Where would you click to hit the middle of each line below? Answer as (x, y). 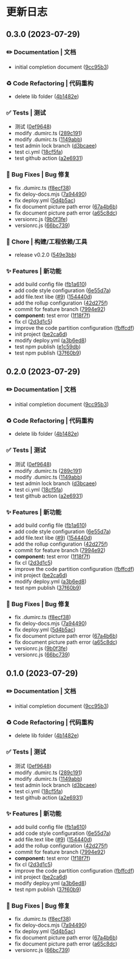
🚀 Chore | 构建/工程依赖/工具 (47, 242)
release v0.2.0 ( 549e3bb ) (46, 255)
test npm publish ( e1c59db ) (48, 347)
